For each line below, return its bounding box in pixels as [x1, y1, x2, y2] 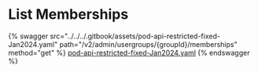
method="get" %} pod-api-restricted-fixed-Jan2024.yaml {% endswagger [8, 48, 250, 57]
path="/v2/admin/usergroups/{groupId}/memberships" [59, 39, 238, 49]
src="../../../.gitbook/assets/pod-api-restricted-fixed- [50, 31, 220, 41]
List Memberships [8, 5, 129, 23]
